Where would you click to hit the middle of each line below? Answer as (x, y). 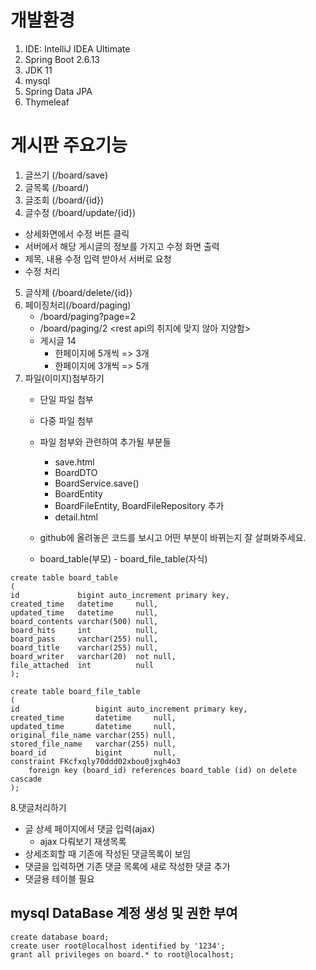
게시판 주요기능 (69, 145)
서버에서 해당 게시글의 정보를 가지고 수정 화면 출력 (122, 246)
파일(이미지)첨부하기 (64, 378)
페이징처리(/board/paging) (78, 305)
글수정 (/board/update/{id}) (80, 212)
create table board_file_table (75, 691)
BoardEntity (78, 493)
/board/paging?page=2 (87, 316)
